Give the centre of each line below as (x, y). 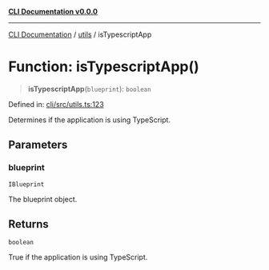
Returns (29, 224)
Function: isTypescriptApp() (104, 67)
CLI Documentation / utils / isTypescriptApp (80, 34)
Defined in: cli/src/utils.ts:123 (56, 104)
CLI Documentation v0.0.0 (53, 12)
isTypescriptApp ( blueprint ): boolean (89, 89)
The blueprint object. (43, 199)
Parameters (38, 145)
